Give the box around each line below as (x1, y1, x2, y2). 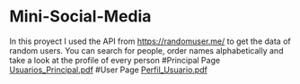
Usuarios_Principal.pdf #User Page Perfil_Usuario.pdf (9, 64, 208, 75)
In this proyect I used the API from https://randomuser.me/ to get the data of (9, 36, 291, 46)
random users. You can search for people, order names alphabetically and (9, 45, 284, 55)
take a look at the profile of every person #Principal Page (9, 55, 221, 65)
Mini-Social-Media (9, 6, 152, 27)
